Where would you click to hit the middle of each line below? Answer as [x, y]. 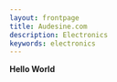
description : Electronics [58, 35]
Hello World [32, 69]
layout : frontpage [44, 18]
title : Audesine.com [49, 26]
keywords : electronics [53, 43]
